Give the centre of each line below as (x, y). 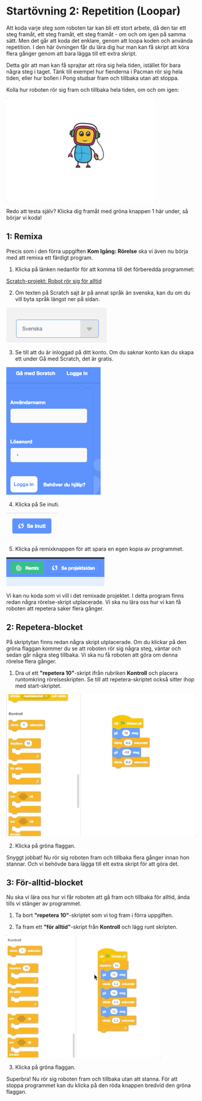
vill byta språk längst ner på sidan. (57, 299)
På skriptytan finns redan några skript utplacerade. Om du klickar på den (96, 642)
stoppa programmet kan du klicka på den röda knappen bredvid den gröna (99, 1085)
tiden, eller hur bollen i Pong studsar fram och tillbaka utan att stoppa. (93, 78)
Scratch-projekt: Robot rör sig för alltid (54, 281)
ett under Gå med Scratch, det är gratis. (64, 359)
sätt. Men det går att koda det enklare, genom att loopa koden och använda (100, 40)
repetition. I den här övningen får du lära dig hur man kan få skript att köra (98, 47)
